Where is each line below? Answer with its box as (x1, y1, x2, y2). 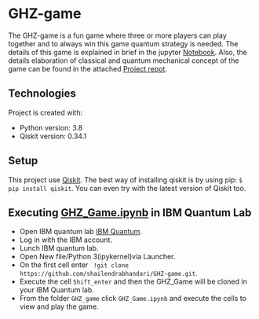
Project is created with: (8, 108, 83, 117)
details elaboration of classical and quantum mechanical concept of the (8, 56, 239, 65)
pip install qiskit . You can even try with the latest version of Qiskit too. (8, 183, 246, 192)
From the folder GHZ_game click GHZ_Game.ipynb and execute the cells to (19, 294, 247, 303)
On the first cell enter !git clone (19, 260, 129, 269)
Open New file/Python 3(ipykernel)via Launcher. (19, 252, 176, 262)
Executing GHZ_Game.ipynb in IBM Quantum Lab (8, 206, 252, 219)
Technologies (8, 87, 77, 101)
